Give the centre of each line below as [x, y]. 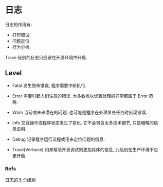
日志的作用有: [19, 24]
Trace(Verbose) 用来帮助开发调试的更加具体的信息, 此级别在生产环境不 [83, 149]
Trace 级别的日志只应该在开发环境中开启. [46, 57]
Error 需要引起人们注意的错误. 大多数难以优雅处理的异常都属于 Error [80, 96]
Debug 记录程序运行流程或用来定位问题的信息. [58, 139]
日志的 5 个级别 [20, 180]
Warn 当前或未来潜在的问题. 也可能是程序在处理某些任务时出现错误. [80, 112]
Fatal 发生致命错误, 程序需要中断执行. [49, 85]
